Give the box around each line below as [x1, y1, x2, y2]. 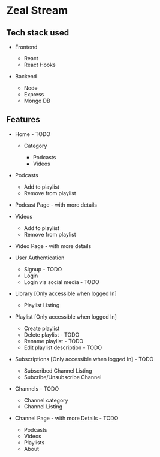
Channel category [23, 397, 68, 404]
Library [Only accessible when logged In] [14, 290, 117, 297]
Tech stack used [6, 28, 70, 38]
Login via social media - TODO [23, 278, 100, 285]
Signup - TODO [23, 265, 62, 273]
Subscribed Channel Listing [23, 367, 92, 374]
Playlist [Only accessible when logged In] [14, 313, 117, 320]
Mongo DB [23, 97, 51, 104]
